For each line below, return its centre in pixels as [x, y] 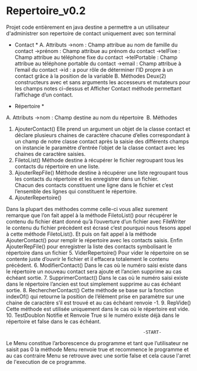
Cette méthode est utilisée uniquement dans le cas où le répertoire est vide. [98, 309]
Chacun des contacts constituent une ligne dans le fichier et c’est [94, 185]
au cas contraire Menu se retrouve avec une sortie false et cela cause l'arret [98, 355]
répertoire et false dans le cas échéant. [54, 321]
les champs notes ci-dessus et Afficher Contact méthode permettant [98, 88]
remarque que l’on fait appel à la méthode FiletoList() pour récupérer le [92, 215]
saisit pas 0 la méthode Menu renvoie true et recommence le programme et [98, 349]
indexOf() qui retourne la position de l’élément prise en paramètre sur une [95, 296]
